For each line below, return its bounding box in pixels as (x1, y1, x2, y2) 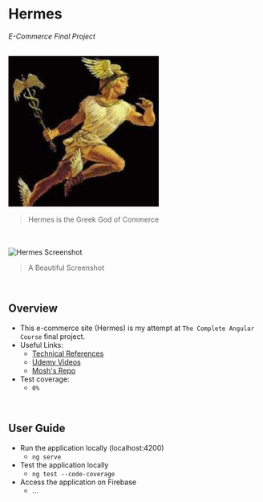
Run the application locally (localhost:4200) (19, 443, 164, 452)
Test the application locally (19, 459, 109, 470)
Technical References (31, 349, 104, 358)
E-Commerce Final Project (8, 31, 96, 41)
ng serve (31, 453, 62, 461)
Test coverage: (19, 374, 70, 384)
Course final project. (19, 331, 86, 341)
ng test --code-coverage (31, 470, 115, 478)
